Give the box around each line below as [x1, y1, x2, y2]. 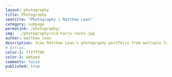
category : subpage [5, 21, 45, 27]
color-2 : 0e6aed [5, 54, 40, 60]
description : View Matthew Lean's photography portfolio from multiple [5, 41, 161, 46]
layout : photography [5, 7, 50, 13]
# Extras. [5, 45, 27, 50]
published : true [5, 64, 40, 69]
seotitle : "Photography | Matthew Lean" [5, 17, 93, 22]
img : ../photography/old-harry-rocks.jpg [5, 31, 95, 36]
